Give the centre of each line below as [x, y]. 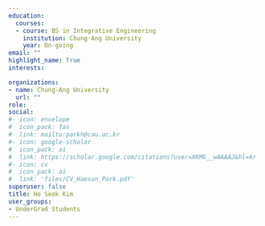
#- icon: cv [28, 164]
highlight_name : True [45, 61]
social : [21, 112]
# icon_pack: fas [39, 127]
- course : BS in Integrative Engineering [86, 30]
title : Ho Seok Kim [41, 194]
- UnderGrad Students [45, 209]
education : [26, 16]
